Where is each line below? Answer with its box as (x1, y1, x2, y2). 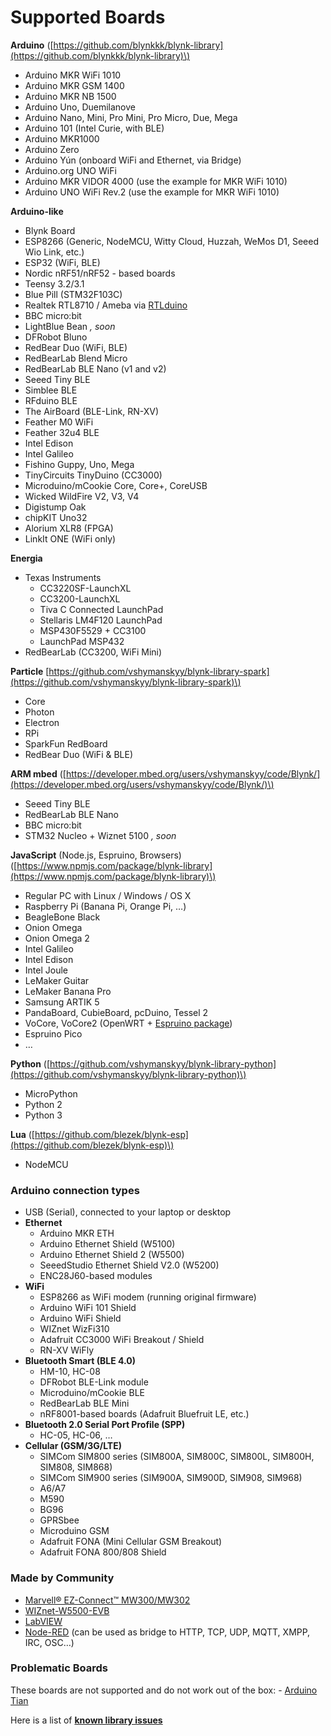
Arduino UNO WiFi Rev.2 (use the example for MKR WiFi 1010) (24, 186, 280, 198)
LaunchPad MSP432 (39, 635, 125, 647)
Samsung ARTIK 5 (24, 996, 100, 1008)
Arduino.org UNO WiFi (24, 164, 117, 176)
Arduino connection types (10, 1183, 140, 1197)
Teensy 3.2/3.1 (24, 277, 85, 290)
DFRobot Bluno (24, 331, 88, 343)
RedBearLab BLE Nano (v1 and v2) (24, 362, 167, 375)
